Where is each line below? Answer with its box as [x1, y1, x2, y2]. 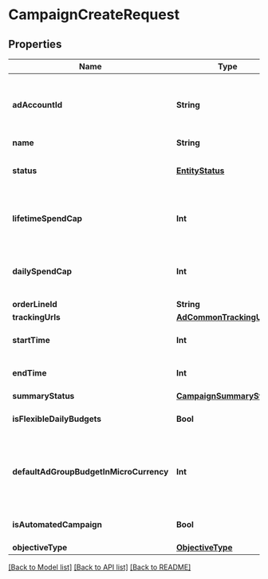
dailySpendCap [12, 266, 73, 277]
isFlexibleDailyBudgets [12, 413, 102, 424]
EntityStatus [176, 165, 225, 176]
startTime [12, 335, 50, 345]
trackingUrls [12, 312, 61, 322]
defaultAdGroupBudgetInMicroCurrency [12, 467, 169, 477]
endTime [12, 368, 47, 378]
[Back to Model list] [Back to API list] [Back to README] [8, 562, 191, 572]
